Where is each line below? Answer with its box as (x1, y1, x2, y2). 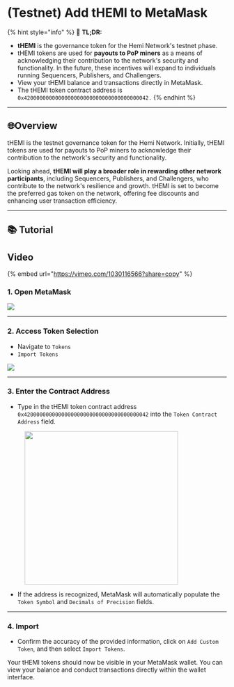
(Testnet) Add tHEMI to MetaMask (7, 5, 208, 21)
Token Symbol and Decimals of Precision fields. (17, 597, 155, 605)
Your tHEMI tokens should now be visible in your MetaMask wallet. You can (7, 658, 223, 667)
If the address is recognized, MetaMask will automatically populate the (17, 590, 221, 599)
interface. (7, 673, 35, 681)
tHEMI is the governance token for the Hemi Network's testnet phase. (17, 41, 218, 49)
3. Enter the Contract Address (7, 387, 110, 396)
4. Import (7, 622, 40, 631)
